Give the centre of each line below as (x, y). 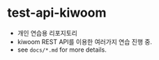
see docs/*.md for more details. (62, 50)
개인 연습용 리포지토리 (47, 33)
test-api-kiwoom (57, 13)
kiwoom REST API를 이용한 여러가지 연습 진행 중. (84, 42)
